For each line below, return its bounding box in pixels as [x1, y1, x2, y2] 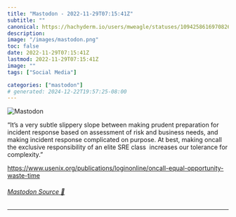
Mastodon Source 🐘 [7, 187, 65, 196]
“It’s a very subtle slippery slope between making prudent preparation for [7, 120, 219, 129]
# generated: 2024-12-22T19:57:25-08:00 [7, 88, 128, 95]
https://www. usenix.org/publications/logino [7, 164, 133, 172]
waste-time [7, 171, 41, 180]
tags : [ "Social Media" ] [7, 69, 77, 76]
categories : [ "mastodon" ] [7, 81, 83, 88]
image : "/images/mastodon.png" [7, 36, 99, 43]
